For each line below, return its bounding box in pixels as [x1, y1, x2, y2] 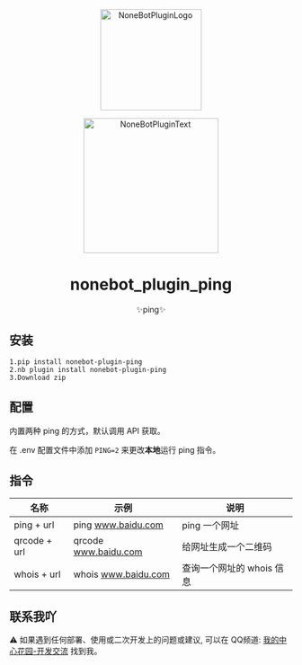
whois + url [13, 568, 61, 581]
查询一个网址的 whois [182, 562, 272, 574]
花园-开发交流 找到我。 [16, 646, 102, 657]
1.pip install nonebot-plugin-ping [9, 357, 143, 367]
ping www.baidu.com [73, 519, 164, 531]
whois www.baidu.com [73, 568, 171, 581]
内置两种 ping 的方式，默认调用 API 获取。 [9, 425, 165, 436]
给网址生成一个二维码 [182, 541, 272, 554]
